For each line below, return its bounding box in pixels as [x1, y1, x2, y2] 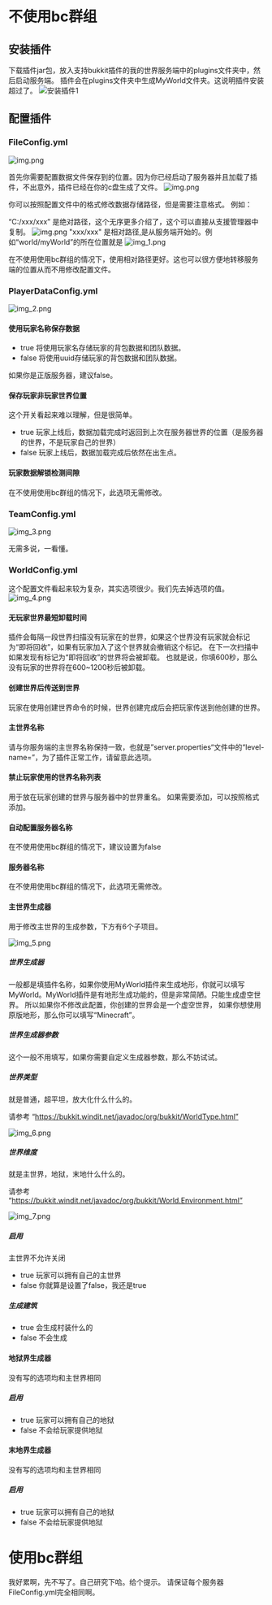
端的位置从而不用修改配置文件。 [8, 264, 115, 274]
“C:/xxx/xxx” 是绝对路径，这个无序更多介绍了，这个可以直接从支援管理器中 [8, 216, 259, 226]
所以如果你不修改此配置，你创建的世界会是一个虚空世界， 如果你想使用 [24, 999, 261, 1009]
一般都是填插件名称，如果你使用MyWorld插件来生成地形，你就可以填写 [8, 979, 245, 989]
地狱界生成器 [8, 1353, 51, 1363]
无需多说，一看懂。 [8, 543, 73, 553]
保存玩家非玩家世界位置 [8, 390, 87, 400]
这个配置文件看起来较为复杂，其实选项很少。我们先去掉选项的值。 [8, 584, 229, 594]
